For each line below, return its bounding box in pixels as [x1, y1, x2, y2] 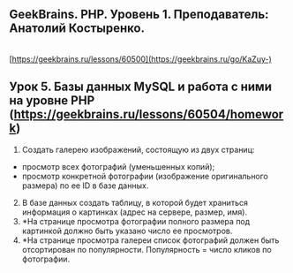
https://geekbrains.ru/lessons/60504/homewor [13, 107, 284, 122]
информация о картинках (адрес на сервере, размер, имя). [21, 207, 248, 217]
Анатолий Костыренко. [9, 21, 146, 36]
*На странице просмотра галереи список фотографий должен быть [21, 234, 280, 246]
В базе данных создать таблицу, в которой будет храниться [21, 197, 249, 208]
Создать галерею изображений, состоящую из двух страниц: [21, 144, 255, 155]
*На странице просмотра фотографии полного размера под [21, 216, 251, 226]
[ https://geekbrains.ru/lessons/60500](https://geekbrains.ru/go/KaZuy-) [9, 53, 272, 64]
